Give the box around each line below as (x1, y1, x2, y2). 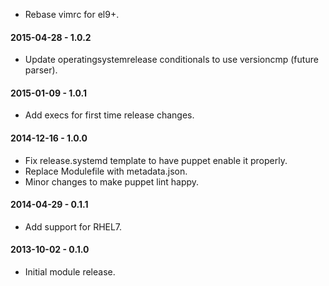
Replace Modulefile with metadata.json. (24, 165, 188, 177)
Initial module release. (24, 266, 116, 278)
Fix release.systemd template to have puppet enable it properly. (24, 154, 288, 166)
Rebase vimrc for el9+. (24, 9, 120, 20)
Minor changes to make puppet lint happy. (24, 175, 200, 188)
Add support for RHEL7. (24, 220, 123, 233)
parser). (24, 64, 58, 76)
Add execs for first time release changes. (24, 109, 195, 121)
